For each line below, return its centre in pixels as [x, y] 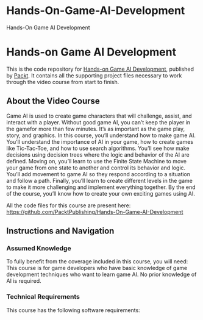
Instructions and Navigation [60, 231]
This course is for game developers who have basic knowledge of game [97, 268]
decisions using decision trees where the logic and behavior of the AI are [98, 155]
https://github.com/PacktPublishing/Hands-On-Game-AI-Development [95, 212]
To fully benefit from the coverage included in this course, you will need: [97, 261]
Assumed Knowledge [39, 248]
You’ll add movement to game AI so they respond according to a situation [98, 174]
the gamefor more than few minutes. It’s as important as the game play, [96, 129]
